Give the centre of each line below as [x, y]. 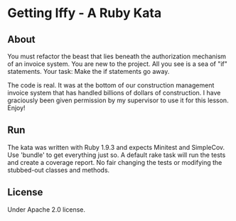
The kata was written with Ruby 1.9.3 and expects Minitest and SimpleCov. [116, 147]
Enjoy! [17, 108]
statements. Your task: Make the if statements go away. [88, 71]
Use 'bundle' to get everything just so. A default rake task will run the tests [117, 155]
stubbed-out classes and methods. [59, 170]
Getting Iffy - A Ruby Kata [85, 13]
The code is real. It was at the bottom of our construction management [111, 85]
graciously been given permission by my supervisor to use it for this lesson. [118, 100]
